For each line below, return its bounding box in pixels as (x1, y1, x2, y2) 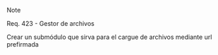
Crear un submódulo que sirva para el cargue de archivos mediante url (6, 33, 212, 41)
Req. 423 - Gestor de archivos (6, 19, 95, 27)
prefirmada (6, 40, 40, 48)
